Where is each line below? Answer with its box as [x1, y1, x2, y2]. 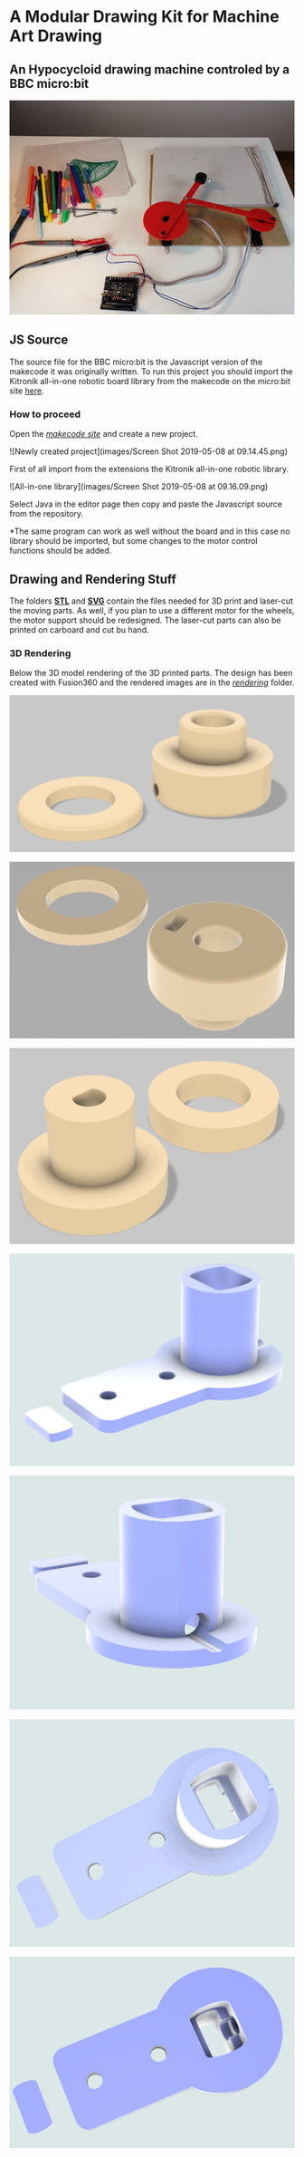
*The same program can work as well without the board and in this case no [9, 526, 291, 537]
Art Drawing [9, 25, 102, 46]
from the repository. [9, 508, 84, 519]
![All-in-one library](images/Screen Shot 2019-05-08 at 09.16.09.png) [9, 481, 269, 492]
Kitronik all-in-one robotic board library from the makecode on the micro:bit [9, 375, 291, 386]
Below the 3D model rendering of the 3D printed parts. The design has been [9, 668, 293, 679]
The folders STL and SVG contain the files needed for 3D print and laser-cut [9, 595, 294, 606]
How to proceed [9, 408, 81, 421]
